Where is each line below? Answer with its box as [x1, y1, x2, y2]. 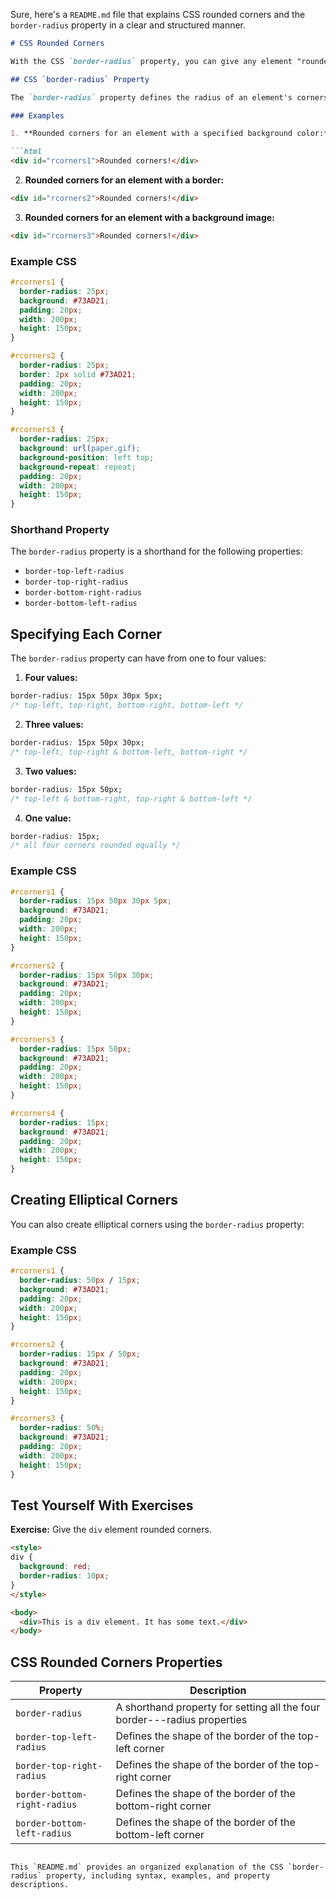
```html [10, 147, 43, 157]
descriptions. [10, 1880, 70, 1890]
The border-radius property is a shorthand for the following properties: [10, 545, 303, 558]
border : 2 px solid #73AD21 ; [19, 369, 137, 379]
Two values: [24, 765, 77, 777]
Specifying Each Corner [10, 625, 163, 643]
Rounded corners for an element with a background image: [24, 211, 275, 223]
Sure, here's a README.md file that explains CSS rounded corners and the [10, 9, 306, 20]
